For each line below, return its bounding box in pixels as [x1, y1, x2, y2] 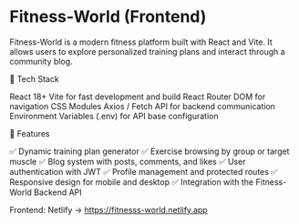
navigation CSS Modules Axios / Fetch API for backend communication [9, 100, 276, 111]
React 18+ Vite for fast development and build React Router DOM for [9, 91, 266, 102]
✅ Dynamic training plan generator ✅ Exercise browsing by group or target [9, 146, 290, 157]
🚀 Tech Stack [9, 73, 59, 84]
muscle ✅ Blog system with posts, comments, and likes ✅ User [9, 156, 246, 167]
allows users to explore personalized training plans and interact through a [9, 46, 285, 56]
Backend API [33, 187, 82, 198]
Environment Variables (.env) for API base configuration [9, 110, 219, 121]
